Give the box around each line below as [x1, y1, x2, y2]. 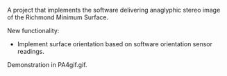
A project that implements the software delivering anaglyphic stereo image [7, 6, 221, 14]
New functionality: [7, 27, 60, 35]
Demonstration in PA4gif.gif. [7, 61, 87, 68]
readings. [17, 48, 45, 55]
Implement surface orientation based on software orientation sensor [17, 40, 213, 48]
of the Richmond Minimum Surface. [7, 13, 109, 21]
